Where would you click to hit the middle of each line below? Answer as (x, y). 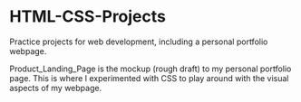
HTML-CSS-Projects (87, 17)
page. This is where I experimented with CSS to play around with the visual (149, 78)
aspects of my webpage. (56, 88)
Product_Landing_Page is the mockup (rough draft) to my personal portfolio (150, 69)
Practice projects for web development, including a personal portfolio (139, 42)
